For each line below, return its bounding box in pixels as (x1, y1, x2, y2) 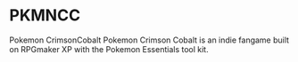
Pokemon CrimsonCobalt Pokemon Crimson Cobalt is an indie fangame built (9, 35, 290, 45)
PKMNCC (9, 5, 81, 26)
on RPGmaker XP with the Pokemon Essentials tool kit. (9, 43, 209, 54)
